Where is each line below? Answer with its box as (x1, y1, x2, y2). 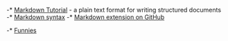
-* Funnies (6, 27, 37, 34)
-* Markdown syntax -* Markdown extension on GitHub (6, 13, 165, 21)
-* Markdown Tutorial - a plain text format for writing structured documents (6, 6, 222, 14)
